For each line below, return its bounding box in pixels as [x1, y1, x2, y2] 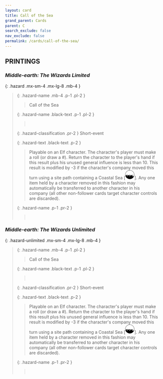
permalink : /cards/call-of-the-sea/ [5, 39, 79, 44]
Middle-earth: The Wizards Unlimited [5, 227, 95, 233]
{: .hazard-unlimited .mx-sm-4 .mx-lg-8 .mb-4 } [5, 237, 101, 243]
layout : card [5, 8, 32, 13]
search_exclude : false [5, 28, 51, 34]
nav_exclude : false [5, 34, 45, 38]
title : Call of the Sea [5, 13, 54, 18]
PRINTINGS [5, 57, 40, 66]
